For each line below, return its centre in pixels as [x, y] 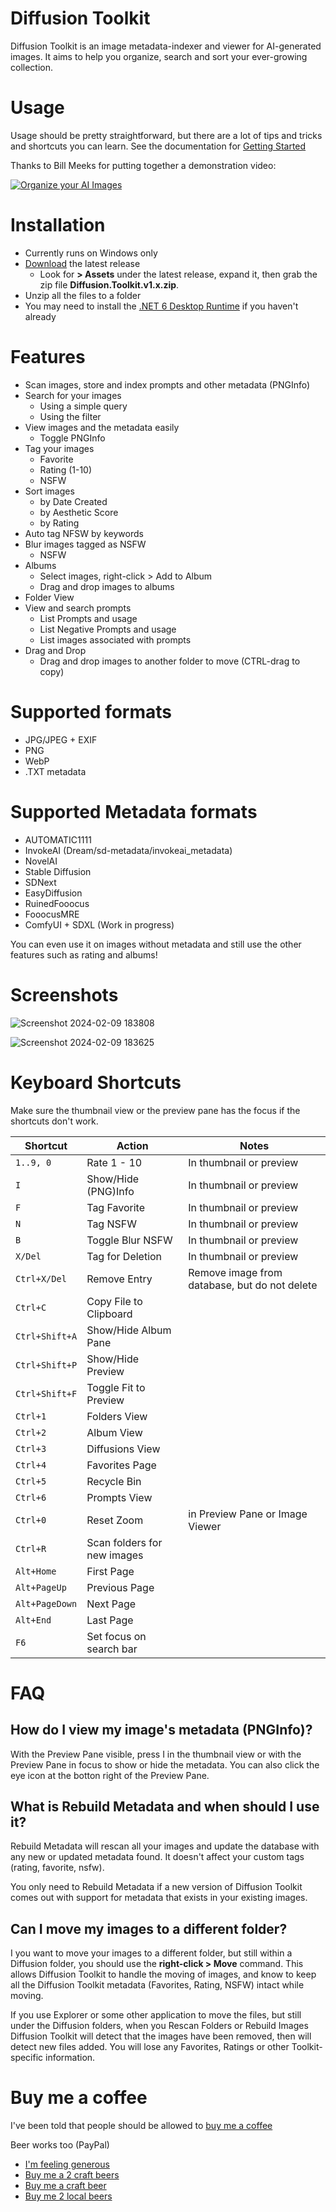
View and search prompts [78, 608]
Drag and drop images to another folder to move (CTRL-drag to [170, 661]
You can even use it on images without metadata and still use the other [156, 944]
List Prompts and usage [88, 618]
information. [70, 2058]
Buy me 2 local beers [68, 2196]
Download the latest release [82, 263]
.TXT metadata [55, 771]
